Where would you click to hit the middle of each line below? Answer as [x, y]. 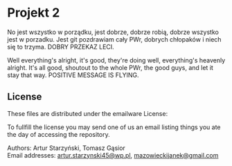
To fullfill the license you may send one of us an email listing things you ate [114, 127]
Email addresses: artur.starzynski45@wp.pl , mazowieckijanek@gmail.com [113, 155]
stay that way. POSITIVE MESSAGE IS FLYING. [73, 75]
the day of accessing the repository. [59, 134]
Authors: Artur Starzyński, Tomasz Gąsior [66, 148]
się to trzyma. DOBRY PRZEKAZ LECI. [61, 47]
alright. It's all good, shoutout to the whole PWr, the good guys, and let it [110, 67]
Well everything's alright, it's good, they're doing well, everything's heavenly [116, 60]
